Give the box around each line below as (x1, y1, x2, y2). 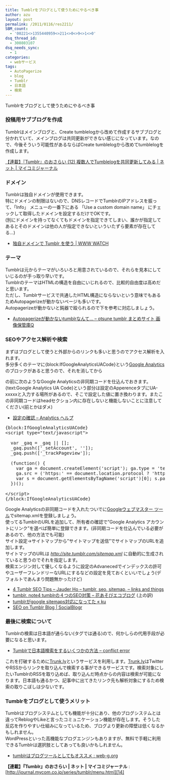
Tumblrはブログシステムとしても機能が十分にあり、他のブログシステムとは (5, 710, 161, 716)
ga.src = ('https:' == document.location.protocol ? (16, 471, 150, 476)
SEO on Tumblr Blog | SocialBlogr (12, 604, 82, 610)
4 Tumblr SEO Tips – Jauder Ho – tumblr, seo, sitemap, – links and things (12, 586, 164, 592)
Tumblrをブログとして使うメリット (5, 697, 91, 704)
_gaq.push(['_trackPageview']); (10, 450, 91, 456)
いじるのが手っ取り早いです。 (5, 273, 67, 279)
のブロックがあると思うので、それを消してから (5, 367, 103, 373)
